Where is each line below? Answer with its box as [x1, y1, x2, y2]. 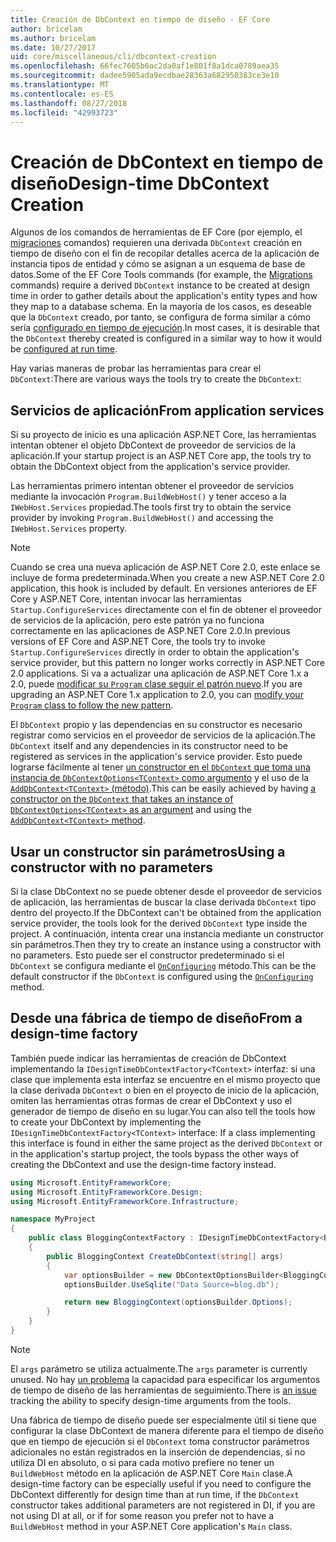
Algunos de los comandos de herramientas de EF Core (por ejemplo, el [10, 226, 303, 238]
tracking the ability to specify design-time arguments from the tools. [10, 1394, 292, 1406]
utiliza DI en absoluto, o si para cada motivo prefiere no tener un [10, 1456, 275, 1468]
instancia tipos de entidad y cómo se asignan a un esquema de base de [10, 258, 306, 270]
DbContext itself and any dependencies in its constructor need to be [10, 740, 288, 752]
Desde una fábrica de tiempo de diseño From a [10, 1010, 303, 1027]
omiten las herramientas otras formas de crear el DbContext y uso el [10, 1094, 293, 1106]
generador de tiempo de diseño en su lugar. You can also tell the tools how [10, 1105, 316, 1117]
